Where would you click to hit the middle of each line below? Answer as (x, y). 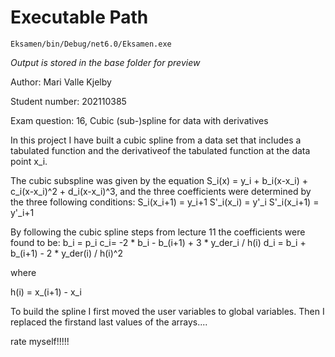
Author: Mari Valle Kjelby (61, 82)
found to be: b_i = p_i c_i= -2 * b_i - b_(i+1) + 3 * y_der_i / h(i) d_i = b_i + (158, 242)
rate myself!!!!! (40, 341)
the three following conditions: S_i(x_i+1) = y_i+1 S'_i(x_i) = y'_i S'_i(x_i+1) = (165, 202)
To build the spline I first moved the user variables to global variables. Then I (167, 311)
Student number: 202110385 (68, 101)
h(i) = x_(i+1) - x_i (46, 292)
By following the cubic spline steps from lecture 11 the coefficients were (158, 232)
